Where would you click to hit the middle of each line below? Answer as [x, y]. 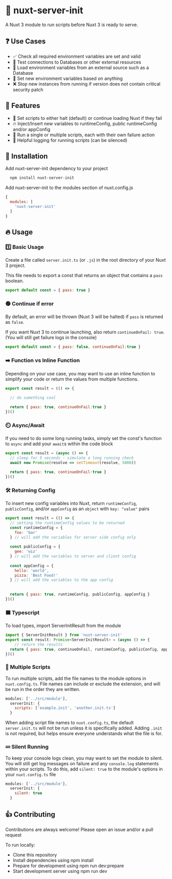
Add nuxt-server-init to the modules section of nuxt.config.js [69, 188]
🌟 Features [23, 106]
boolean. [15, 281]
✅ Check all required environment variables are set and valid [77, 56]
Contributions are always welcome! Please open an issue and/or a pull [79, 829]
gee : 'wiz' [26, 552]
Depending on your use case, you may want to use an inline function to [80, 373]
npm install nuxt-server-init [42, 178]
